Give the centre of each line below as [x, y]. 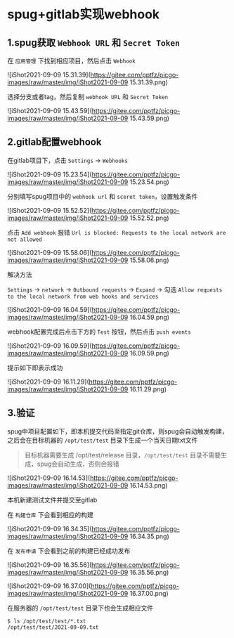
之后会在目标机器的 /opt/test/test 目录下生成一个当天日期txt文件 [103, 440]
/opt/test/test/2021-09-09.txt [53, 627]
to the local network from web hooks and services [83, 297]
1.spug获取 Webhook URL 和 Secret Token [94, 43]
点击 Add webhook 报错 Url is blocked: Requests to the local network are [117, 232]
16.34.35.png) [150, 536]
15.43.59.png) [150, 118]
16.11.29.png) [148, 389]
